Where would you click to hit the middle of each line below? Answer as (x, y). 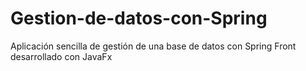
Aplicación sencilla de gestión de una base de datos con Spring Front (153, 46)
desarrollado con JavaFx (61, 56)
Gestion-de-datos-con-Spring (139, 18)
